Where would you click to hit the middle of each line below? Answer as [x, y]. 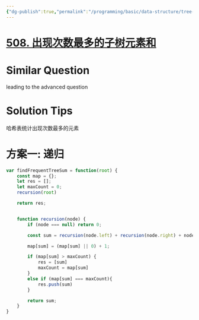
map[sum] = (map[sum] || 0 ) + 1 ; [69, 246]
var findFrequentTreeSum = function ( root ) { [62, 170]
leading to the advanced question [47, 87]
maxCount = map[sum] [63, 268]
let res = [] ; [34, 182]
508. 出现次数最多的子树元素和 [81, 43]
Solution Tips [39, 111]
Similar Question [48, 70]
